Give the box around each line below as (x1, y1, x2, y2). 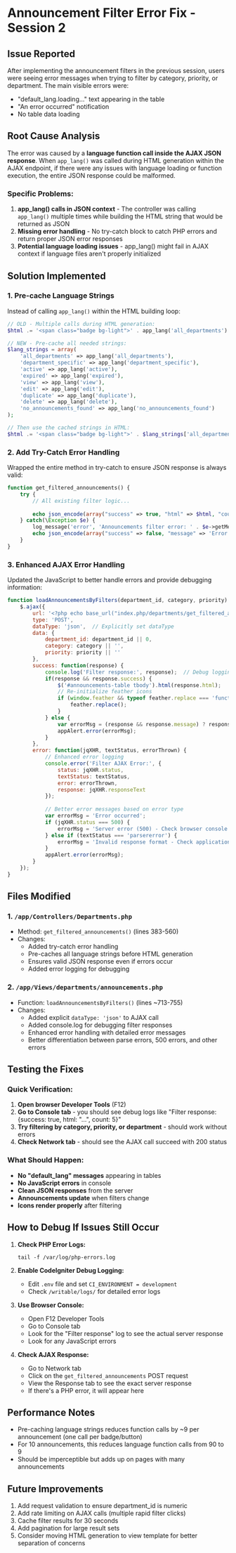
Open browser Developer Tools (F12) (17, 1101, 126, 1109)
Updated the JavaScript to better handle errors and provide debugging (7, 576, 212, 584)
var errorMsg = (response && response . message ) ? (57, 721, 206, 728)
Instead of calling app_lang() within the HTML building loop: (7, 307, 181, 315)
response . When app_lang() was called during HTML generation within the (7, 156, 225, 164)
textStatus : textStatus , (57, 773, 131, 780)
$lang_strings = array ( (7, 346, 77, 353)
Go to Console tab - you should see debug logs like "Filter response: (17, 1108, 217, 1116)
